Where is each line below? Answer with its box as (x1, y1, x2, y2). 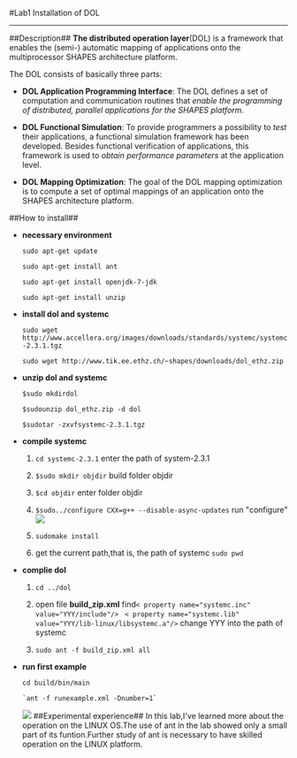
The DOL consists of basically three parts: (9, 69, 163, 79)
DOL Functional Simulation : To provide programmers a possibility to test (21, 122, 287, 132)
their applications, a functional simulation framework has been (21, 132, 249, 142)
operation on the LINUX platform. (21, 739, 143, 749)
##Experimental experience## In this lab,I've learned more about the (33, 711, 285, 721)
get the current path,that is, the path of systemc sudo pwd (34, 547, 244, 558)
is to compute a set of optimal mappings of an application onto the (21, 186, 264, 196)
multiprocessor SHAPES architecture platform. (9, 52, 179, 62)
